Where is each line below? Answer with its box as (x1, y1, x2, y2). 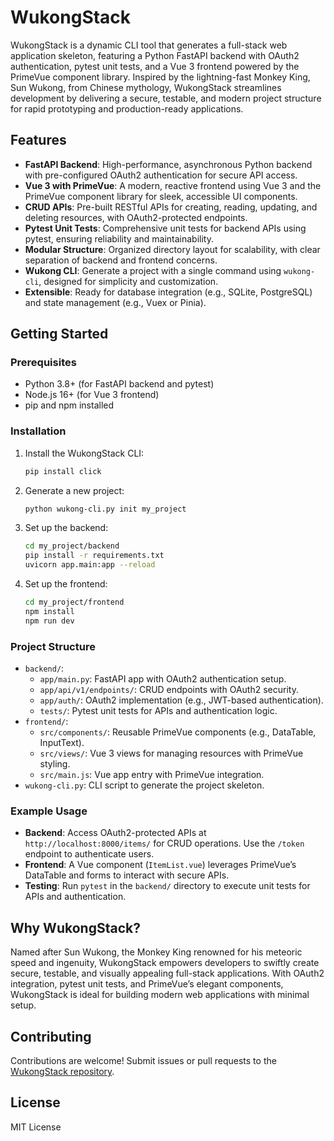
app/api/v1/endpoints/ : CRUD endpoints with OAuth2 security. (39, 684, 299, 696)
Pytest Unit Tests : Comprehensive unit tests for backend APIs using (24, 222, 307, 234)
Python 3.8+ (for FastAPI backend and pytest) (24, 378, 215, 390)
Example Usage (10, 804, 88, 818)
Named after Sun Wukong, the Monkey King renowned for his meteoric (10, 946, 303, 958)
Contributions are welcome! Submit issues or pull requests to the (10, 1054, 277, 1066)
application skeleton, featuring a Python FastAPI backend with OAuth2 (10, 49, 300, 61)
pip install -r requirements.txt (24, 551, 165, 561)
